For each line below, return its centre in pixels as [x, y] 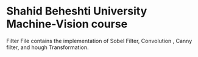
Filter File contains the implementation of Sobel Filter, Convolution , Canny [99, 41]
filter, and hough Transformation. [48, 47]
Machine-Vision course [67, 24]
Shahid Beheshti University [77, 11]
